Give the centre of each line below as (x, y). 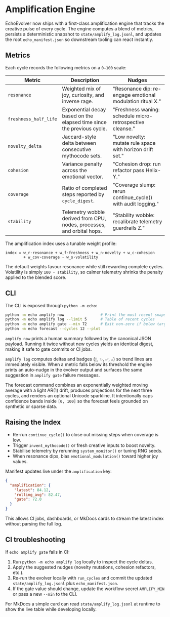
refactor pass (129, 170)
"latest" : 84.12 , (33, 490)
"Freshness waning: (136, 109)
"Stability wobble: (134, 215)
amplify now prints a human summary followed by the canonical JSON (78, 339)
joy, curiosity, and (83, 95)
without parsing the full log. (34, 524)
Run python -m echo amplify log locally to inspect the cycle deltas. (83, 562)
